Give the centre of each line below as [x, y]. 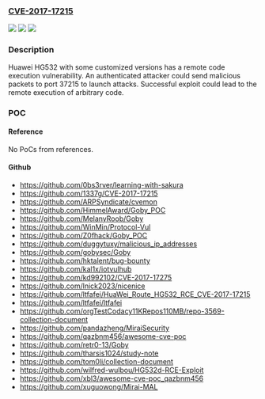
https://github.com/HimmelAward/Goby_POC [93, 210]
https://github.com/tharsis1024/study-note [89, 353]
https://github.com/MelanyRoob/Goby [81, 218]
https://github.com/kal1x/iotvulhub [76, 269]
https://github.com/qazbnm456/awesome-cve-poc [103, 336]
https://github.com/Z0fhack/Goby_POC [83, 235]
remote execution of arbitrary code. [66, 92]
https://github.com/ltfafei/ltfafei [71, 302]
